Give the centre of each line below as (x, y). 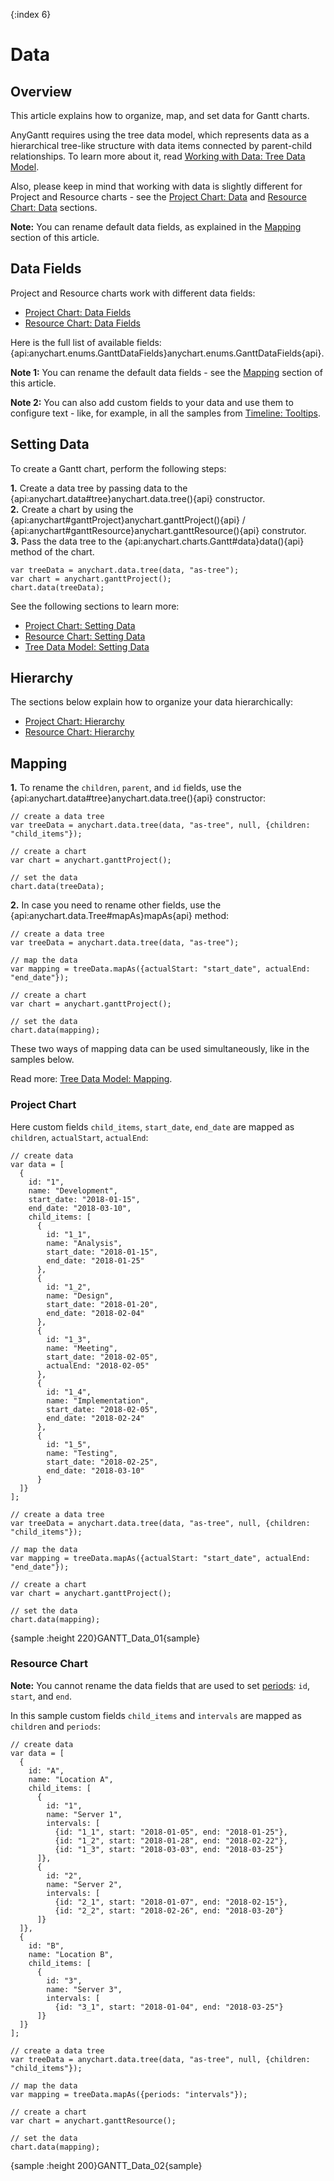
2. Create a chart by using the (72, 509)
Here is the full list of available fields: (86, 342)
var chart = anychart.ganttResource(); (93, 2120)
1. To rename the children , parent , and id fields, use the (126, 788)
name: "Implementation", (98, 1400)
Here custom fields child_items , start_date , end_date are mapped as (152, 1126)
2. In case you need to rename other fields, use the (116, 905)
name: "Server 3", (84, 1989)
